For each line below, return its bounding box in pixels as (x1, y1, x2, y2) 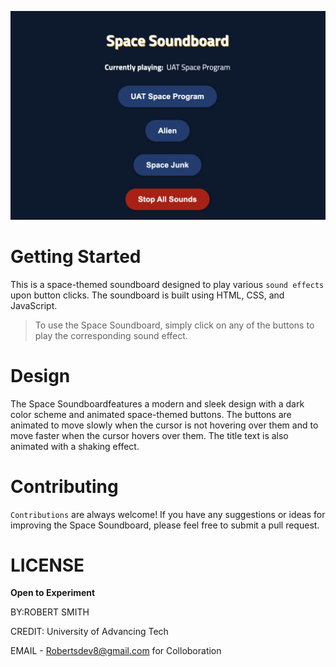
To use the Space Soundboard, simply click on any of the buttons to (34, 319, 315, 331)
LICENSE (10, 554, 85, 576)
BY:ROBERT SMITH (10, 606, 90, 618)
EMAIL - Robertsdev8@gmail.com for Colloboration (10, 645, 222, 657)
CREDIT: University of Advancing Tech (10, 626, 169, 638)
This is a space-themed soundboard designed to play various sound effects (10, 278, 325, 290)
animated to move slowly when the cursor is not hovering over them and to (10, 419, 319, 431)
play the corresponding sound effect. (34, 329, 188, 341)
